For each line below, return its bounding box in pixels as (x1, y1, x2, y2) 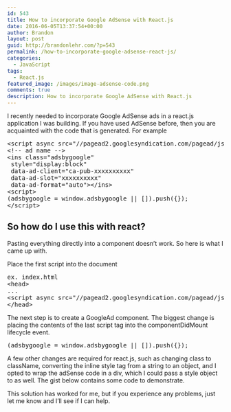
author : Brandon (7, 29, 54, 36)
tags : (7, 67, 23, 74)
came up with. (7, 247, 47, 255)
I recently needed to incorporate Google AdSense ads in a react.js (7, 112, 195, 120)
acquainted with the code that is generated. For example (7, 126, 167, 135)
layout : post (7, 36, 45, 43)
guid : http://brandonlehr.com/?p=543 (7, 42, 115, 49)
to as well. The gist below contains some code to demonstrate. (7, 376, 185, 385)
